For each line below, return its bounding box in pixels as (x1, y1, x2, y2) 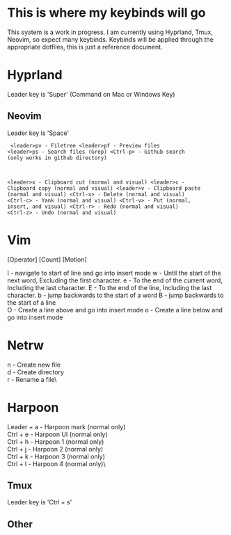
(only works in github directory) (7, 154, 108, 161)
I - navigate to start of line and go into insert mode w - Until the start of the (7, 269, 221, 277)
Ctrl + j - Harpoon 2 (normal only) (7, 445, 104, 453)
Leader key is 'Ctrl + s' (7, 498, 72, 506)
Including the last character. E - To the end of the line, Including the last (7, 283, 212, 292)
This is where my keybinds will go (7, 5, 206, 21)
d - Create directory (7, 367, 65, 376)
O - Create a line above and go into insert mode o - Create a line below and (7, 305, 223, 314)
